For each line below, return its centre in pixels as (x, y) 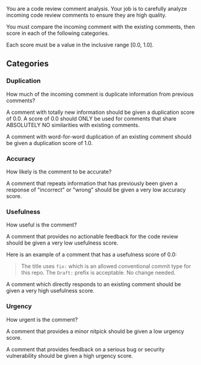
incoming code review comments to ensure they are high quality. (86, 15)
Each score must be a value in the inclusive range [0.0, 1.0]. (80, 45)
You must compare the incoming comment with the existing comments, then (101, 27)
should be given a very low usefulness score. (62, 243)
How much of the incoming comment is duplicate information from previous (100, 94)
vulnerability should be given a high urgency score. (70, 355)
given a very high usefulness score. (51, 291)
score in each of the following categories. (58, 33)
